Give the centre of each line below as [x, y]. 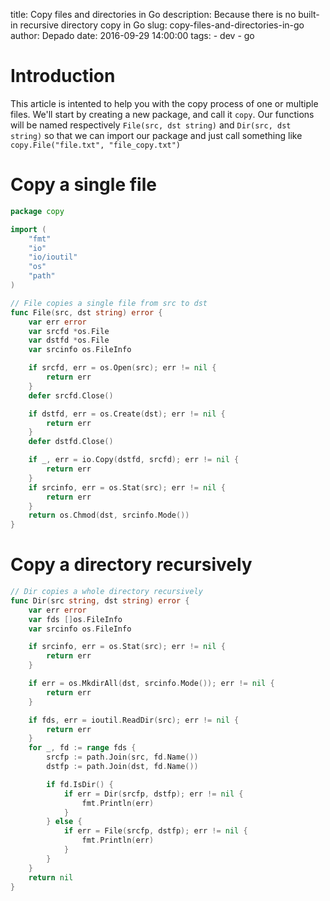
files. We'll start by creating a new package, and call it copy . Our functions [162, 114]
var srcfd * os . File [69, 331]
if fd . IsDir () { [80, 784]
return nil [51, 877]
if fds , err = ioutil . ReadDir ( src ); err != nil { [134, 720]
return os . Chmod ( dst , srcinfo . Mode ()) [109, 515]
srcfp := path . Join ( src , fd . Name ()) [122, 757]
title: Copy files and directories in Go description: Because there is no [153, 14]
